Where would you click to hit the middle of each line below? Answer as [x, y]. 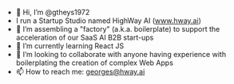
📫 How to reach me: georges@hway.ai [80, 72]
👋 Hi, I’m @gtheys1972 [53, 12]
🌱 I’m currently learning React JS [70, 46]
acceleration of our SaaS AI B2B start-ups [85, 37]
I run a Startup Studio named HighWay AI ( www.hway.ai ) [108, 21]
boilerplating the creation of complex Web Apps [95, 63]
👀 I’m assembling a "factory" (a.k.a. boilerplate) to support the [118, 29]
